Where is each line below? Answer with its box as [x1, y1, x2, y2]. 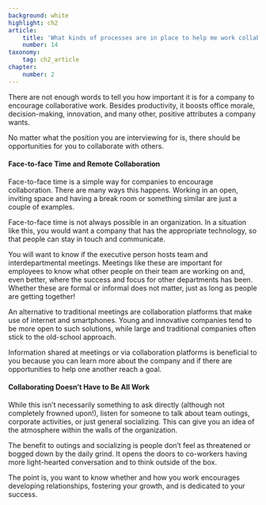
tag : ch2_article [22, 56, 80, 64]
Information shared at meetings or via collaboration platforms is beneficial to [8, 347, 257, 357]
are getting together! [8, 291, 75, 301]
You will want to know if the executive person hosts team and [8, 249, 208, 259]
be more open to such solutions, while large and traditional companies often [8, 324, 256, 333]
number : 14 [22, 41, 59, 49]
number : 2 [22, 70, 55, 78]
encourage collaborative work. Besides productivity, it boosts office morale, [8, 101, 256, 110]
